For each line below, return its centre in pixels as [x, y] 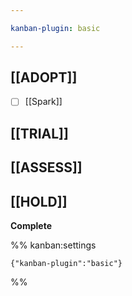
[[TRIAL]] [39, 133]
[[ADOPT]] [44, 77]
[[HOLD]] [39, 201]
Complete [31, 226]
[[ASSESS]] [46, 167]
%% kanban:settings [53, 245]
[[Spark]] [43, 102]
